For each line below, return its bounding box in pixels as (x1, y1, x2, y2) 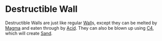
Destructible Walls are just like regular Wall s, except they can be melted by (5, 20, 158, 26)
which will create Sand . (5, 30, 53, 36)
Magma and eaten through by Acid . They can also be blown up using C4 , (5, 25, 154, 31)
